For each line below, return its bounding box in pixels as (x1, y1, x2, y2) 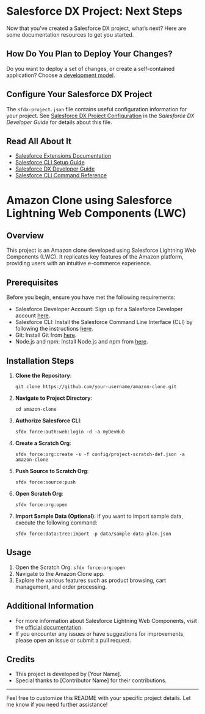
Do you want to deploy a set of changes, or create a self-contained (6, 65, 175, 72)
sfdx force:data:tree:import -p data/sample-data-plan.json (15, 531, 171, 537)
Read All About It (6, 136, 72, 146)
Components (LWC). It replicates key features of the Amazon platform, (6, 253, 184, 260)
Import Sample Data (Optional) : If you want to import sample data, (15, 512, 184, 520)
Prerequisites (6, 277, 59, 288)
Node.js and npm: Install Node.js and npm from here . (15, 338, 148, 345)
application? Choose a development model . (6, 72, 115, 79)
